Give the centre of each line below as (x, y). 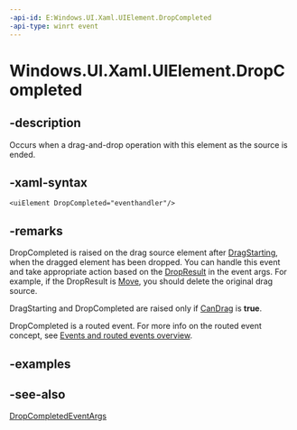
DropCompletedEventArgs (58, 416)
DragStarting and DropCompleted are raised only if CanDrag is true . (136, 308)
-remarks (36, 231)
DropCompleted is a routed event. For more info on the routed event (135, 326)
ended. (23, 154)
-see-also (37, 394)
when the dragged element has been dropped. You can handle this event (145, 262)
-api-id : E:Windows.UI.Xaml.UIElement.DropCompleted (111, 18)
